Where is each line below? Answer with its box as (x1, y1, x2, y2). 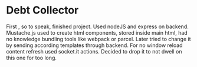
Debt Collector (6, 4, 79, 17)
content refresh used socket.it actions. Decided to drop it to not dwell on (6, 48, 182, 55)
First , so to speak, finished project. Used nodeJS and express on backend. (6, 23, 189, 30)
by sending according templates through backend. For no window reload (6, 42, 183, 49)
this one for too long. (6, 54, 57, 61)
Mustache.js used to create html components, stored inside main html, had (6, 29, 188, 36)
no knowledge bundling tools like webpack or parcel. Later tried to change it (6, 35, 191, 42)
